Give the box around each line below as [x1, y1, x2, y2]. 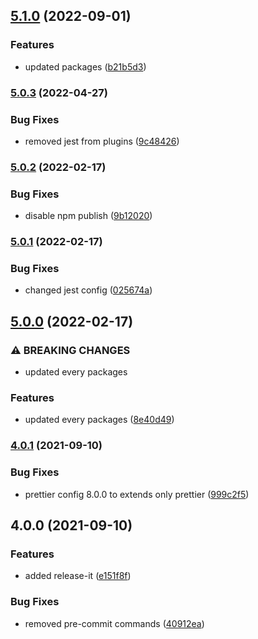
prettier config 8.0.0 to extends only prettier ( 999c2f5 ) [24, 488, 250, 500]
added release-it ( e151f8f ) [24, 570, 132, 582]
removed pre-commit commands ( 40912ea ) [24, 617, 205, 629]
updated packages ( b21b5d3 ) [24, 60, 147, 73]
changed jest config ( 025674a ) [24, 284, 153, 296]
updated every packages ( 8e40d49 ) [24, 414, 175, 426]
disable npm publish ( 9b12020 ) [24, 210, 153, 222]
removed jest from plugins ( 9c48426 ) [24, 135, 180, 147]
